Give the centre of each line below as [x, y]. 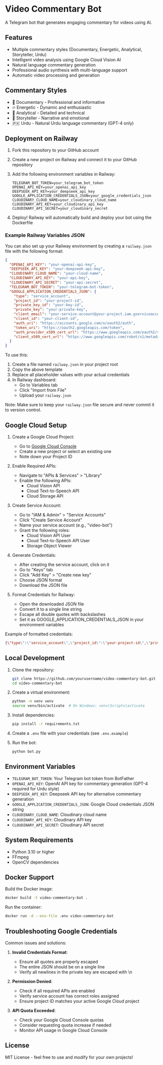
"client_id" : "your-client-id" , [46, 319]
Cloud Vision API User [49, 535]
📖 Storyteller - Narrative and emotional [51, 118]
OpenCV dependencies [35, 862]
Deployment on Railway [41, 139]
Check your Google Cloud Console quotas [61, 1020]
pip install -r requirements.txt [46, 724]
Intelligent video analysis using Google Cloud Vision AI [66, 60]
